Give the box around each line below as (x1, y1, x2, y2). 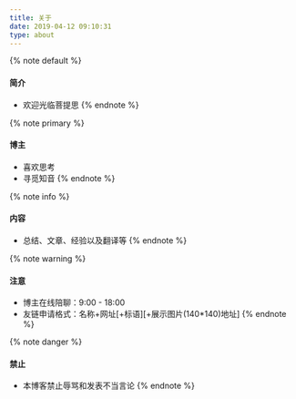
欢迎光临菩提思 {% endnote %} (22, 99, 139, 110)
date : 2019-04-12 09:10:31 (9, 22, 112, 31)
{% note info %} (9, 190, 70, 201)
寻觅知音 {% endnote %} (22, 172, 116, 183)
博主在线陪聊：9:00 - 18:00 (22, 297, 126, 308)
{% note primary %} (9, 118, 85, 128)
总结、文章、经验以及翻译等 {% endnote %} (22, 234, 188, 246)
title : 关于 (9, 13, 52, 23)
